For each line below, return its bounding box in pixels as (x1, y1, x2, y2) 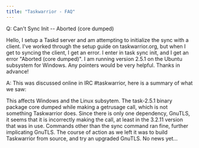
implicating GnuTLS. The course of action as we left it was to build (6, 128, 168, 136)
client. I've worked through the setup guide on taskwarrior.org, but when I (6, 43, 186, 50)
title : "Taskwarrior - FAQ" (6, 8, 76, 15)
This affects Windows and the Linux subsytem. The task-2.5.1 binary (6, 97, 173, 104)
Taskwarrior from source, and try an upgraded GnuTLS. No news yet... (6, 134, 178, 142)
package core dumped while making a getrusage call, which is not (6, 103, 168, 110)
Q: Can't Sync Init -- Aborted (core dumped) (6, 25, 114, 32)
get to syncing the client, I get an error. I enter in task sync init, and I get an (6, 49, 189, 56)
